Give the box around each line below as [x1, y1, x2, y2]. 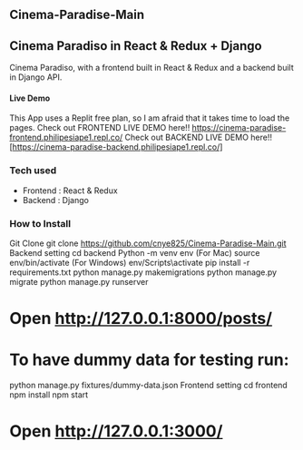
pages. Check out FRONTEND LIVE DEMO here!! [9, 122, 191, 133]
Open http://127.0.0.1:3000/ [9, 421, 223, 442]
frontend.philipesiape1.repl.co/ [9, 132, 123, 143]
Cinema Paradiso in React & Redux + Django [9, 38, 262, 54]
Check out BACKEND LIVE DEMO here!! [124, 132, 272, 143]
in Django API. [9, 72, 63, 83]
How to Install [9, 217, 71, 230]
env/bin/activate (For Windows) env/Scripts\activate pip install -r [9, 258, 250, 268]
